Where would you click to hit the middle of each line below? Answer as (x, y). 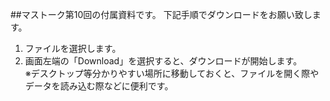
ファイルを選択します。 (73, 48)
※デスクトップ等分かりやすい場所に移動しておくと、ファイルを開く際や (172, 73)
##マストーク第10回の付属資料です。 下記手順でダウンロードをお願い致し (161, 14)
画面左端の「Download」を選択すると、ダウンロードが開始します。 (163, 61)
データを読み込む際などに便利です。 (99, 86)
